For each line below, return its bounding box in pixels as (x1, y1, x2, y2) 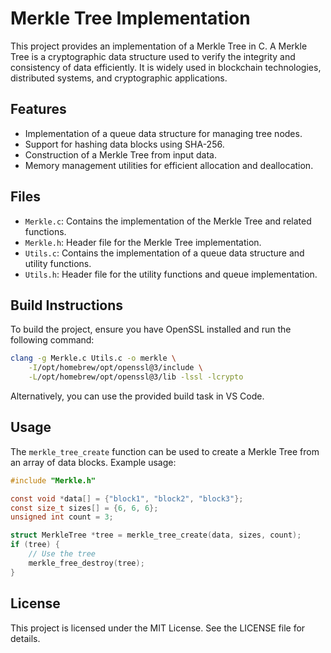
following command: (10, 334, 95, 346)
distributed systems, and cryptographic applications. (10, 72, 228, 84)
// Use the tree (28, 549, 97, 559)
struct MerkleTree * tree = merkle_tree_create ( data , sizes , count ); (10, 530, 302, 541)
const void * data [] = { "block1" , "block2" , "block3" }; (10, 493, 244, 504)
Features (10, 101, 67, 118)
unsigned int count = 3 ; (10, 512, 114, 522)
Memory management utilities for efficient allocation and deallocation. (24, 159, 314, 171)
